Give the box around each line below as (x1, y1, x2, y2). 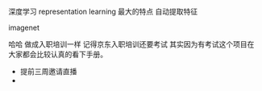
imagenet (8, 23, 40, 33)
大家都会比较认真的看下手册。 (8, 50, 107, 60)
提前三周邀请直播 (19, 67, 77, 77)
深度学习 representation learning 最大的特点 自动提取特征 (8, 6, 198, 17)
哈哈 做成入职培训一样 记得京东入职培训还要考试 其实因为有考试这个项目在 (8, 39, 255, 49)
